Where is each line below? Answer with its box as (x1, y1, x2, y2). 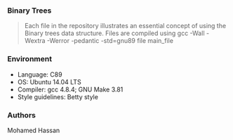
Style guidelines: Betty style (17, 92, 98, 101)
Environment (7, 54, 53, 64)
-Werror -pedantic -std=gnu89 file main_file (46, 37, 174, 45)
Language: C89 (17, 70, 62, 79)
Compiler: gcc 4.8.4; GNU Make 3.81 (17, 85, 124, 94)
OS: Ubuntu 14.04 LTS (17, 77, 82, 86)
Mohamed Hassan (7, 126, 60, 134)
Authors (7, 110, 36, 120)
